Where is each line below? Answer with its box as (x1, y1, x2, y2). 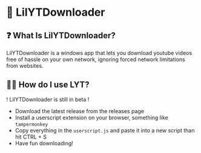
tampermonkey (15, 121, 48, 128)
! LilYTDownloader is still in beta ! (6, 96, 90, 103)
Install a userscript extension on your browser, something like (15, 114, 168, 121)
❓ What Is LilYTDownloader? (6, 30, 116, 41)
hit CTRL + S (15, 133, 47, 140)
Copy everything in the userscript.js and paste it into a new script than (15, 126, 195, 134)
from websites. (6, 62, 44, 69)
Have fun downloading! (15, 139, 74, 147)
